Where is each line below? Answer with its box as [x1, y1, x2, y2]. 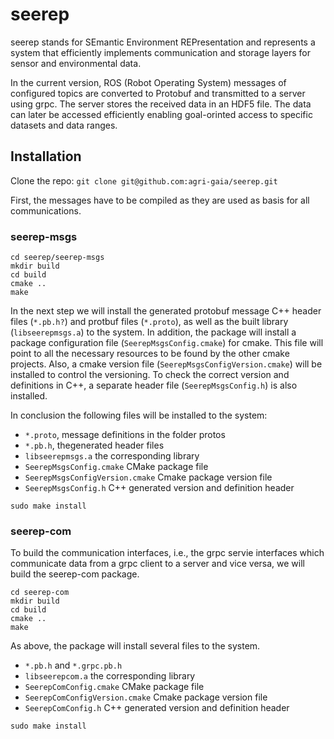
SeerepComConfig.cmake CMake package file [24, 681, 205, 693]
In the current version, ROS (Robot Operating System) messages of [10, 76, 287, 88]
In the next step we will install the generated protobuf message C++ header [10, 305, 322, 317]
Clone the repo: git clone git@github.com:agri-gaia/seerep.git [10, 174, 278, 187]
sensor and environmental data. [10, 57, 142, 69]
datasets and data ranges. [10, 119, 118, 131]
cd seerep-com [10, 588, 70, 598]
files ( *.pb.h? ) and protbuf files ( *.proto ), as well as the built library [10, 316, 289, 328]
